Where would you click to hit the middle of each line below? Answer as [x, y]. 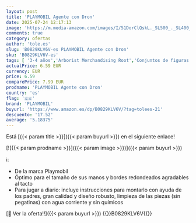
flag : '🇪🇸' [20, 98]
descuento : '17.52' [30, 114]
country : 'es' [23, 93]
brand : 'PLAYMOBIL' [30, 104]
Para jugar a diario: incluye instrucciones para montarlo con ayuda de [98, 190]
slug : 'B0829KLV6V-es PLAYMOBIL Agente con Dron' [68, 50]
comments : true [24, 33]
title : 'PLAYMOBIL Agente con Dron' [50, 17]
